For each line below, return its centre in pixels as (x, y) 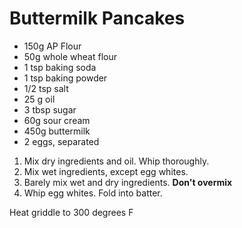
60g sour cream (57, 120)
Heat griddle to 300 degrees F (71, 212)
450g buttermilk (57, 131)
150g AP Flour (52, 46)
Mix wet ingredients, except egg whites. (106, 171)
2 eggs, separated (61, 141)
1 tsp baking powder (65, 78)
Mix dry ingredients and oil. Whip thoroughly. (116, 161)
